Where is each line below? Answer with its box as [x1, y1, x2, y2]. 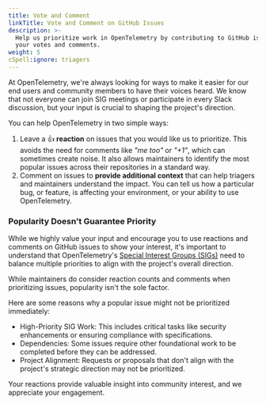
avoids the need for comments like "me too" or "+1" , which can [19, 145, 226, 155]
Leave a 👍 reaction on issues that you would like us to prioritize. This [19, 134, 248, 143]
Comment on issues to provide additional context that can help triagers [19, 170, 255, 180]
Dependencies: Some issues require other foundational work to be [19, 338, 237, 349]
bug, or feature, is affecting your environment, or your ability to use [19, 187, 239, 197]
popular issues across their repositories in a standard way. [19, 162, 211, 171]
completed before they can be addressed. [19, 347, 157, 357]
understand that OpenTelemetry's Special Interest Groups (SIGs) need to [8, 250, 245, 260]
